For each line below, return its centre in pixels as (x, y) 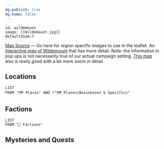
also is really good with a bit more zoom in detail (54, 61)
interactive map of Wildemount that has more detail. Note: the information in (82, 51)
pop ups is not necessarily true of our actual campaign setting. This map (79, 56)
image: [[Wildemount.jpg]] (33, 32)
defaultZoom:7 (20, 36)
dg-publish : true (23, 10)
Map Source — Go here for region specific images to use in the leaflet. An (80, 45)
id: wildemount (21, 28)
